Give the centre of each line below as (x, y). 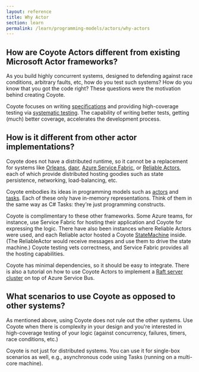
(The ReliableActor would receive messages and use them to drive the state (99, 241)
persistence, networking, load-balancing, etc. (62, 180)
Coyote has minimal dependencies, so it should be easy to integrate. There (98, 265)
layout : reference (29, 12)
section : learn (25, 23)
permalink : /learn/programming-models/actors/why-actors (78, 28)
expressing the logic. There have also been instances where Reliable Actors (99, 228)
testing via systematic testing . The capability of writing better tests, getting (98, 113)
